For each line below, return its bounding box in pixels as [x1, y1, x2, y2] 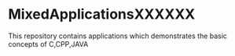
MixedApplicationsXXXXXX [8, 5, 196, 23]
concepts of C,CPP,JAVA [8, 39, 89, 48]
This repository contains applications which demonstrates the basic [8, 31, 228, 40]
